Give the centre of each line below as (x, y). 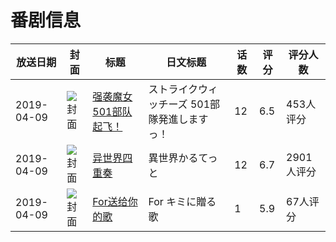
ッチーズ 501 (179, 104)
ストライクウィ (183, 89)
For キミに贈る (182, 201)
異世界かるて (178, 158)
